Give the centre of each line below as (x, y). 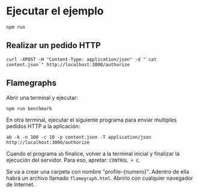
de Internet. (20, 184)
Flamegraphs (31, 83)
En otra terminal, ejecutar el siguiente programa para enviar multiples (91, 120)
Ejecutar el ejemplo (55, 11)
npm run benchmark (29, 109)
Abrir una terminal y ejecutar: (42, 97)
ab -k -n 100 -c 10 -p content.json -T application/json (79, 137)
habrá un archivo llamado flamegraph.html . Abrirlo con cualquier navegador (100, 178)
